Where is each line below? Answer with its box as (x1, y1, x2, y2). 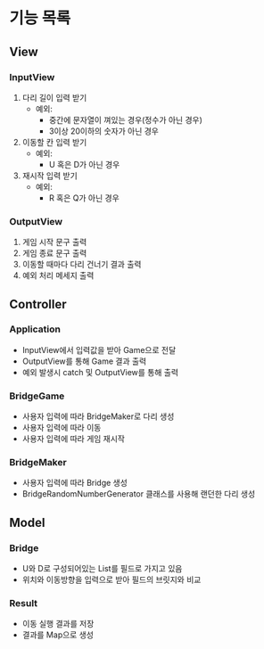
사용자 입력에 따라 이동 (21, 423, 102, 433)
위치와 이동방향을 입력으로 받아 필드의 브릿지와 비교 (21, 574, 202, 585)
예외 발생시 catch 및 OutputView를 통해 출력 (21, 366, 179, 377)
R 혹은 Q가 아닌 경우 (48, 193, 120, 203)
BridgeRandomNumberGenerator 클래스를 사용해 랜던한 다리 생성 (21, 489, 256, 499)
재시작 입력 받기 (21, 170, 78, 181)
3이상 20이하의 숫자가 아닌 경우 (48, 126, 159, 136)
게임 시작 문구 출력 (21, 237, 87, 248)
